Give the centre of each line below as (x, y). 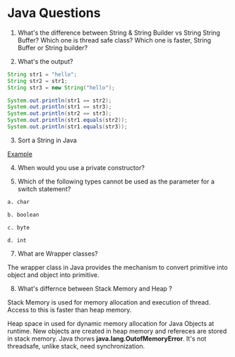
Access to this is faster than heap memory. (70, 310)
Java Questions (54, 13)
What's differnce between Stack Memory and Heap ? (95, 289)
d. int (17, 240)
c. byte (19, 227)
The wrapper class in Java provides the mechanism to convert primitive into (117, 268)
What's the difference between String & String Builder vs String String (119, 33)
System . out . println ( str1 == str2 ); (60, 101)
